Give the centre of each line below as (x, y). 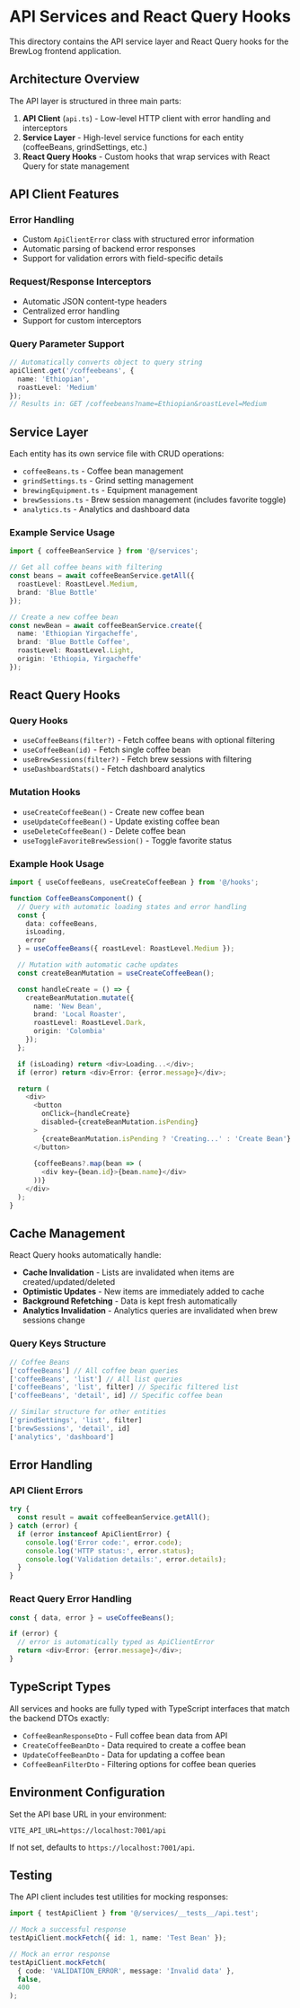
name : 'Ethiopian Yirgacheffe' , (78, 634)
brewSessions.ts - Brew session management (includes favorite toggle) (154, 500)
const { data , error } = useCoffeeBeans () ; (92, 1618)
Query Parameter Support (67, 343)
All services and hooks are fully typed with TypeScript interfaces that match (150, 1708)
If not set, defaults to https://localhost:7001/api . (102, 1847)
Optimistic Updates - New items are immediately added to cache (143, 1292)
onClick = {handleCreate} (86, 1114)
